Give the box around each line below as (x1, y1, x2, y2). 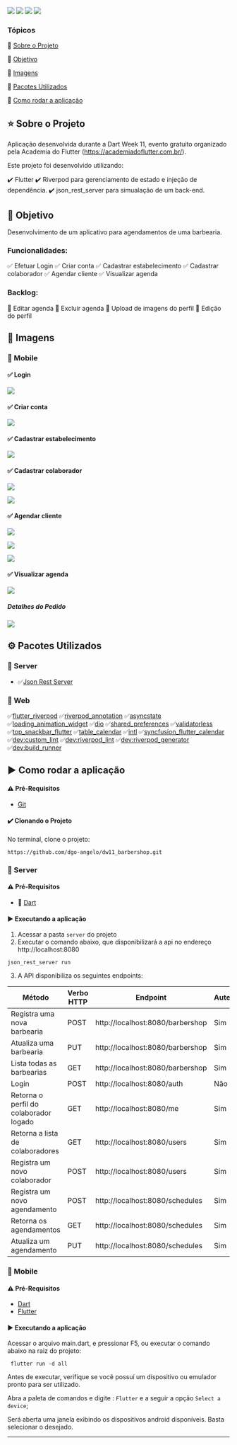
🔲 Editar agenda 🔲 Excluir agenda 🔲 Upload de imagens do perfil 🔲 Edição (7, 304, 221, 312)
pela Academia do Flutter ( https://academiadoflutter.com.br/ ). (7, 147, 187, 156)
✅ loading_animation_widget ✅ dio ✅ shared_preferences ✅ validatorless (7, 719, 213, 728)
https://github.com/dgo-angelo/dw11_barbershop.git (7, 848, 162, 856)
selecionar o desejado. (7, 1423, 74, 1432)
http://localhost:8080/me (95, 1104, 179, 1114)
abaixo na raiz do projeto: (7, 1347, 82, 1355)
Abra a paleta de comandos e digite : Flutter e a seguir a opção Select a (7, 1394, 221, 1403)
